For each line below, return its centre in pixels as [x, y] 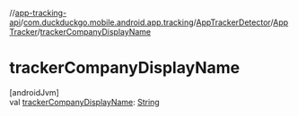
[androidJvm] [35, 92]
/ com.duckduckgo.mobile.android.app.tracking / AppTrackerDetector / [147, 22]
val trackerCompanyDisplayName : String [84, 102]
